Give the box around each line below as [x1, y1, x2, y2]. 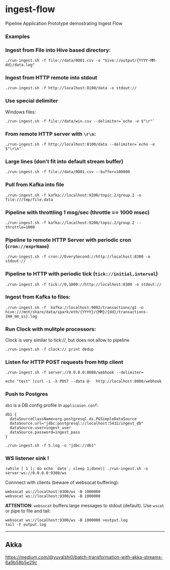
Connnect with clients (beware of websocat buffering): [5, 479, 119, 485]
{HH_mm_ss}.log [5, 314, 37, 319]
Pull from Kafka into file [5, 181, 64, 188]
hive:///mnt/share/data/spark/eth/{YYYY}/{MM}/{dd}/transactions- [5, 309, 148, 314]
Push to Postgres [5, 391, 48, 398]
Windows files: [5, 109, 36, 115]
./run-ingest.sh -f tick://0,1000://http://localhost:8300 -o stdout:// [5, 282, 162, 287]
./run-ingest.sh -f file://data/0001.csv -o [5, 58, 101, 63]
